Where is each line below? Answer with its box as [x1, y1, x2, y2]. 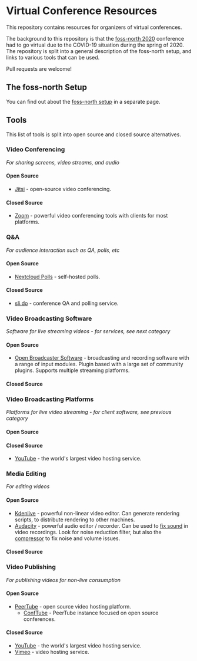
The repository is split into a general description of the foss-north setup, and [6, 47, 192, 54]
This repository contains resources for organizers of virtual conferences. [6, 24, 182, 31]
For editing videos [6, 483, 50, 490]
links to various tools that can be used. [6, 54, 100, 61]
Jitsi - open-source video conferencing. [14, 186, 112, 193]
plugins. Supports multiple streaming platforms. [14, 367, 130, 374]
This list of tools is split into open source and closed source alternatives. [6, 131, 181, 138]
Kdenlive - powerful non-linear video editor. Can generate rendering [14, 509, 180, 517]
